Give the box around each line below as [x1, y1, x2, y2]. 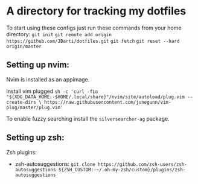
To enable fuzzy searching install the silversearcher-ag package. [6, 115, 170, 122]
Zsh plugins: [6, 148, 37, 156]
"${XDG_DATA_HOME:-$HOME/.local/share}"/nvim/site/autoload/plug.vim [6, 94, 185, 100]
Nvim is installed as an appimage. [6, 75, 90, 83]
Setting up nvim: [6, 60, 69, 70]
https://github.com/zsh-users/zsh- [97, 161, 187, 167]
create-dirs [6, 99, 36, 105]
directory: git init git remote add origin [6, 30, 112, 37]
